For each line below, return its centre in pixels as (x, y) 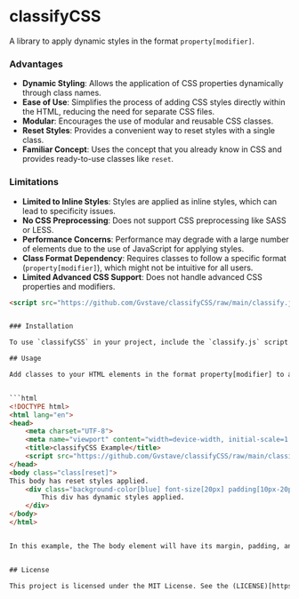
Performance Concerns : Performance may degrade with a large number (155, 239)
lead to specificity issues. (69, 211)
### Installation (41, 326)
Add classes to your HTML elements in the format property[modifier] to (147, 375)
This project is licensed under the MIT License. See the (119, 586)
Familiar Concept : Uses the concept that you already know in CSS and (152, 149)
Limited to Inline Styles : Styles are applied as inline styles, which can (149, 201)
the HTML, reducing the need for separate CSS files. (118, 112)
